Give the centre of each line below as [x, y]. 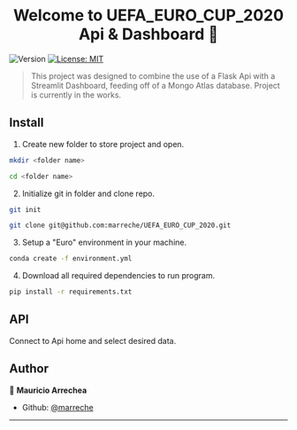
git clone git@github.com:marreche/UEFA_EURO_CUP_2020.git [120, 226]
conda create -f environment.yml [71, 259]
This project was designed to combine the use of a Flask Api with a [153, 75]
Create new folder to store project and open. [103, 144]
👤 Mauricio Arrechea [48, 390]
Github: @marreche [58, 407]
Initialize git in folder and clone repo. [88, 193]
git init [25, 209]
